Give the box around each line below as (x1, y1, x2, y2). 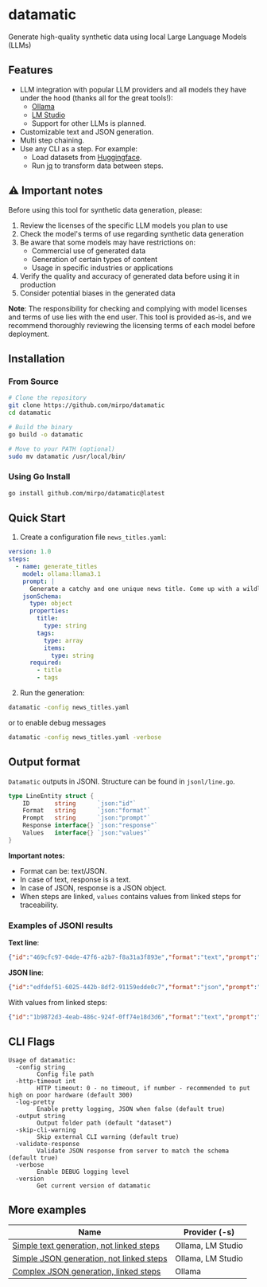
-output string (15, 1112, 66, 1120)
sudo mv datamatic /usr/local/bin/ (8, 452, 126, 460)
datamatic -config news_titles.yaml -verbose (8, 733, 161, 741)
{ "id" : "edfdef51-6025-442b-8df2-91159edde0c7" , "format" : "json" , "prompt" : (8, 983, 258, 991)
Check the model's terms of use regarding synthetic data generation (19, 229, 245, 238)
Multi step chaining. (19, 135, 85, 145)
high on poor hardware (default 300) (8, 1091, 133, 1099)
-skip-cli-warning (15, 1125, 77, 1134)
